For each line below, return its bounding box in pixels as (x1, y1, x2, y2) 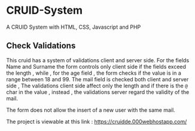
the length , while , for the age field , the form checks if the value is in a (6, 69, 181, 77)
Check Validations (6, 41, 76, 51)
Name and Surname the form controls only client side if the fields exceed (6, 63, 187, 70)
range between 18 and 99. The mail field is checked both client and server (6, 75, 189, 83)
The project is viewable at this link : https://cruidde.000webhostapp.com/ (6, 118, 187, 125)
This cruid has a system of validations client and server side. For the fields (6, 56, 190, 63)
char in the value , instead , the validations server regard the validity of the (6, 88, 190, 96)
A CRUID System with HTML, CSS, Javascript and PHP (6, 23, 141, 31)
